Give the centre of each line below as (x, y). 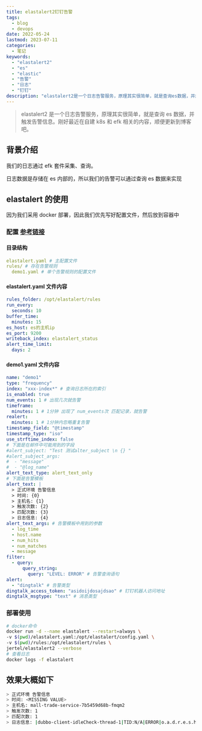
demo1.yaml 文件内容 (33, 364)
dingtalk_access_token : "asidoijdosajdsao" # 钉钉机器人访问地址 (86, 591)
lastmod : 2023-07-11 (32, 40)
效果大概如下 (30, 680)
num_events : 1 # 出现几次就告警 (44, 400)
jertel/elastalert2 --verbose (44, 649)
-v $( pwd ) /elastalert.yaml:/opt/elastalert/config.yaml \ (80, 637)
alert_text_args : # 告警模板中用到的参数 (54, 524)
